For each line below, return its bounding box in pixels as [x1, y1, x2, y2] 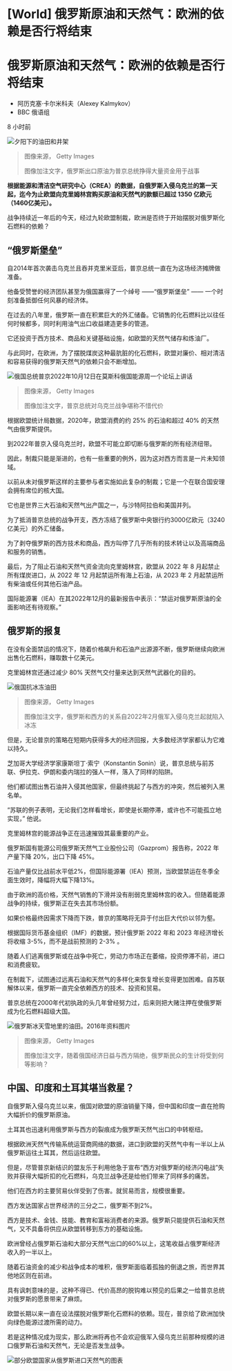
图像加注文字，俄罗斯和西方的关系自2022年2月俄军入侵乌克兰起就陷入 [23, 712, 224, 720]
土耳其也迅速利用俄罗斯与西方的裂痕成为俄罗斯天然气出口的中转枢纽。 [7, 1125, 207, 1133]
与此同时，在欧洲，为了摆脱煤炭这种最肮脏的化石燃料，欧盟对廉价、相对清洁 [7, 349, 225, 357]
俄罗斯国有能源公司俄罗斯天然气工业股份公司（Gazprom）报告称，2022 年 [7, 843, 220, 852]
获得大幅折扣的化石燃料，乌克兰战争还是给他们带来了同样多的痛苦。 [19, 1172, 213, 1180]
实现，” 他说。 [7, 814, 46, 822]
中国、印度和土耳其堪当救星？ [7, 1082, 135, 1094]
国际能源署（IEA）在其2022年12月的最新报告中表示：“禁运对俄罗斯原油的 [7, 594, 216, 602]
